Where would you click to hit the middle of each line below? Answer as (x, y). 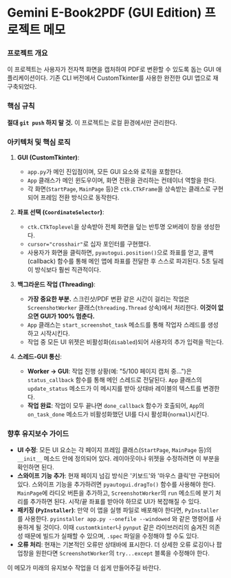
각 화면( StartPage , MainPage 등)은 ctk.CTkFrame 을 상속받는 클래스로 (119, 189)
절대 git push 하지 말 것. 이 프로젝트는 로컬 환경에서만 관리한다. (92, 122)
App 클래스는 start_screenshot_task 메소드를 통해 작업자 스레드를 (117, 325)
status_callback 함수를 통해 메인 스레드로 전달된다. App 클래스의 (114, 380)
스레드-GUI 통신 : (39, 356)
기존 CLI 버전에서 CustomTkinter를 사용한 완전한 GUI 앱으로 (130, 78)
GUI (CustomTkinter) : (48, 158)
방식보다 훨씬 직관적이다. (68, 270)
